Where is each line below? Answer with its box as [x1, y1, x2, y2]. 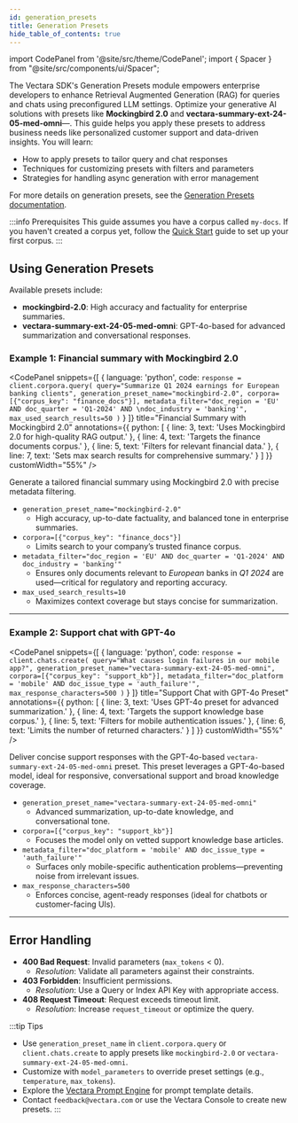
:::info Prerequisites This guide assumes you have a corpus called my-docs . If [9, 216, 288, 227]
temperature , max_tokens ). [21, 1075, 116, 1086]
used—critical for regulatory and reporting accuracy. [35, 577, 228, 588]
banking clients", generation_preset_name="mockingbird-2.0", [9, 389, 244, 399]
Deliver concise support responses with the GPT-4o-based [9, 751, 225, 762]
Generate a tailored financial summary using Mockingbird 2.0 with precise [9, 477, 279, 487]
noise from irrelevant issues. [35, 870, 139, 881]
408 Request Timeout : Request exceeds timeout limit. [21, 994, 222, 1004]
